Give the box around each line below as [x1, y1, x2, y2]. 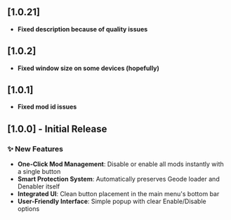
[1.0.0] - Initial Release [7, 123, 107, 135]
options [17, 205, 40, 213]
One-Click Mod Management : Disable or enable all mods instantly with [17, 160, 225, 168]
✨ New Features [7, 144, 63, 153]
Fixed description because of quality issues [17, 25, 148, 33]
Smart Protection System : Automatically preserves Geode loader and [17, 175, 220, 184]
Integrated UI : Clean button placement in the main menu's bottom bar [17, 190, 220, 198]
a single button [17, 167, 61, 176]
